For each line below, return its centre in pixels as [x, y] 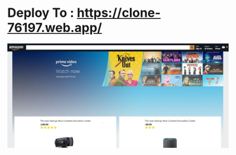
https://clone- [119, 13]
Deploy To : [41, 13]
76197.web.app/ [55, 28]
